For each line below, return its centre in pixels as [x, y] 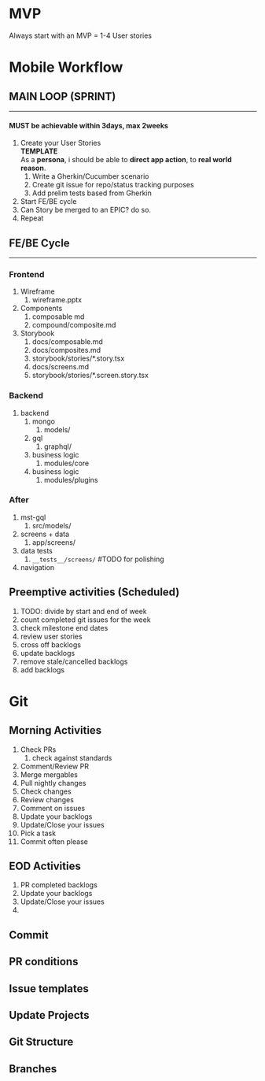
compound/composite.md [74, 325]
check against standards [72, 757]
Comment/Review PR [55, 766]
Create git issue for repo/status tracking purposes [113, 185]
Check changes [46, 791]
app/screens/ [54, 542]
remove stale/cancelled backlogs [74, 661]
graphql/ [57, 446]
